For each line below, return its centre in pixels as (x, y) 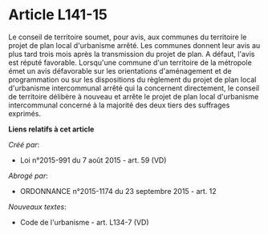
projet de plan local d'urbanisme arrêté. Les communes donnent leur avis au (134, 45)
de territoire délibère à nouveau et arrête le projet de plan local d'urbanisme (134, 96)
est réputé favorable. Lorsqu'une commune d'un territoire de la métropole (130, 63)
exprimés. (25, 113)
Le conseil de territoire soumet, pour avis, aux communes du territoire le (128, 37)
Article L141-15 (58, 15)
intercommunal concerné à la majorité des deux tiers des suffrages (119, 105)
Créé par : (24, 144)
